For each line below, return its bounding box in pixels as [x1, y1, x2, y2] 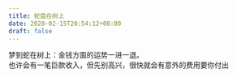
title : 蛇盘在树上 [8, 11, 65, 20]
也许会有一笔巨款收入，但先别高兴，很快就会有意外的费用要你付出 [8, 60, 229, 70]
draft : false [8, 27, 53, 35]
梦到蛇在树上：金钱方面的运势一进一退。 [8, 50, 144, 60]
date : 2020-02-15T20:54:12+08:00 [8, 19, 122, 28]
